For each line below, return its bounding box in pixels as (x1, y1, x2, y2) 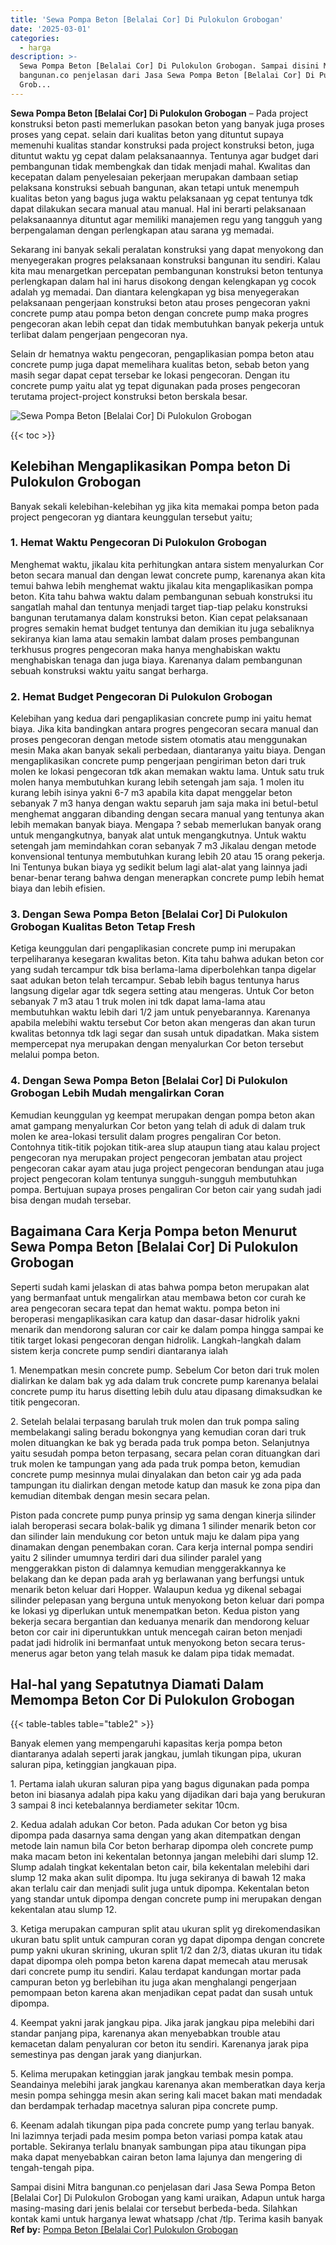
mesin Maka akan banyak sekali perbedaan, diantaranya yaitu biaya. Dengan (10, 744, 327, 756)
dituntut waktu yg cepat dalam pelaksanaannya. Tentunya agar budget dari (10, 149, 319, 161)
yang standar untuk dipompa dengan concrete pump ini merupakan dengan (10, 1893, 322, 1905)
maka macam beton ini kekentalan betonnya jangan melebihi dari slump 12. (10, 1851, 319, 1863)
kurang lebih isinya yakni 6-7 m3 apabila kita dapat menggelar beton (10, 787, 293, 799)
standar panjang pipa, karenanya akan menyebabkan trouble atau (10, 2027, 281, 2040)
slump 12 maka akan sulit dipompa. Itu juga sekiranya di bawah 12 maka (10, 1872, 307, 1884)
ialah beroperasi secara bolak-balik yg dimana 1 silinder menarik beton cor (10, 1519, 317, 1531)
